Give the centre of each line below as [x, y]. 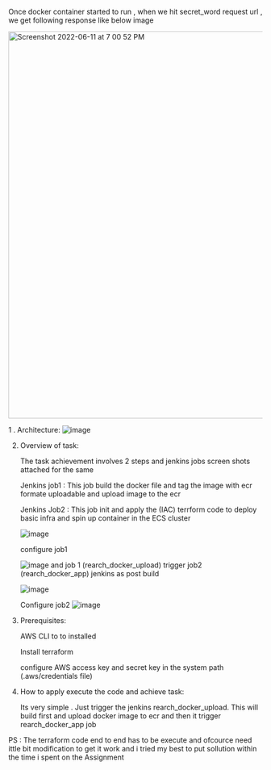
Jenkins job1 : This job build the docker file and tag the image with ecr [136, 485]
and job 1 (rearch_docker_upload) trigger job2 [127, 565]
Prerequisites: [43, 620]
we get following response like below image [81, 20]
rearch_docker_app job [58, 724]
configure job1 [44, 549]
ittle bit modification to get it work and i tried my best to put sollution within [133, 749]
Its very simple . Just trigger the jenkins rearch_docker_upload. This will [139, 707]
